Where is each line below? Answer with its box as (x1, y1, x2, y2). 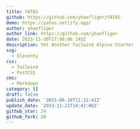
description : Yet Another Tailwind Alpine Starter (6, 42, 134, 48)
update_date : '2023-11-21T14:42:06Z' (6, 102, 100, 109)
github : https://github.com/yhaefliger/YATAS (6, 14, 120, 20)
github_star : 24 (6, 108, 46, 114)
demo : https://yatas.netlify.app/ (6, 20, 92, 26)
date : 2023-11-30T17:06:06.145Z (6, 36, 86, 42)
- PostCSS (11, 70, 36, 75)
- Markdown (11, 81, 39, 87)
